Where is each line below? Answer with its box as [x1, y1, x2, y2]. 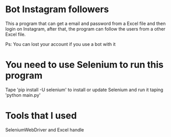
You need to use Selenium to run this [5, 59, 164, 71]
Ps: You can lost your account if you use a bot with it [5, 41, 116, 47]
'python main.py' [5, 92, 41, 98]
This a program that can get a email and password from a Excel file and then [5, 20, 166, 26]
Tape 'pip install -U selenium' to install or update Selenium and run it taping [5, 87, 163, 93]
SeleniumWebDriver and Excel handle [5, 126, 84, 133]
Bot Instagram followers [5, 4, 109, 15]
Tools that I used [5, 110, 77, 122]
